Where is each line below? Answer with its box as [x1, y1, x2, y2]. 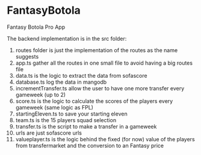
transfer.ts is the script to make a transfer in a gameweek [15, 123, 157, 130]
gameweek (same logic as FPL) [15, 104, 94, 111]
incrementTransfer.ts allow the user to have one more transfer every [15, 84, 185, 92]
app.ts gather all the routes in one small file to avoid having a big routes [15, 59, 193, 66]
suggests [15, 53, 39, 60]
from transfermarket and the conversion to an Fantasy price [15, 142, 164, 149]
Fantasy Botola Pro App [7, 23, 66, 31]
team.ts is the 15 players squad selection [15, 116, 117, 123]
